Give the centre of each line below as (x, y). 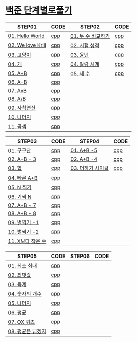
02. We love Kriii (27, 45)
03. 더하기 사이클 (89, 168)
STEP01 (27, 27)
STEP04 (89, 141)
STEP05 (27, 256)
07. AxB (17, 90)
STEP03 (27, 141)
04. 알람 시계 (85, 64)
